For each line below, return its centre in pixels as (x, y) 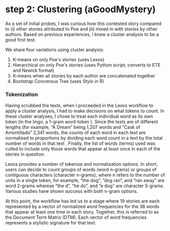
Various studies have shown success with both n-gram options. (72, 191)
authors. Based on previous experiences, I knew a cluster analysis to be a (82, 34)
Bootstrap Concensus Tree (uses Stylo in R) (58, 81)
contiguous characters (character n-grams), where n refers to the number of (85, 175)
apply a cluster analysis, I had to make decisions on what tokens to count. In (85, 111)
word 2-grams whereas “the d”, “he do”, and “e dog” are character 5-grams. (85, 186)
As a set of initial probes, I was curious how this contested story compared (83, 23)
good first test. (21, 40)
